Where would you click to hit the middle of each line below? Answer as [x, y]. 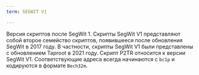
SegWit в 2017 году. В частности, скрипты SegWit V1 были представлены [100, 46]
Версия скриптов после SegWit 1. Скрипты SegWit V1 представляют [93, 34]
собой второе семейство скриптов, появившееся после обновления [95, 40]
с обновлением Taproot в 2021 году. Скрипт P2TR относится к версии [96, 53]
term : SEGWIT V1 [26, 12]
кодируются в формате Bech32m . [47, 65]
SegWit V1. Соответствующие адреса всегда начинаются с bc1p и [90, 59]
